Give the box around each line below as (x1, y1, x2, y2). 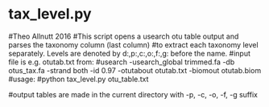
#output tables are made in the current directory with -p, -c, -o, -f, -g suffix (8, 89, 258, 99)
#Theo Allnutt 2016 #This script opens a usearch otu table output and (8, 31, 239, 41)
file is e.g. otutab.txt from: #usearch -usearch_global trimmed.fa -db (8, 57, 235, 67)
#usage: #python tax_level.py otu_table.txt (8, 74, 149, 84)
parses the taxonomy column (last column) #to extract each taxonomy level (8, 39, 259, 49)
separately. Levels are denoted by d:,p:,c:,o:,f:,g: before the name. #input (8, 48, 251, 58)
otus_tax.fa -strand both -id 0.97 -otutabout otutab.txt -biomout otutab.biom (8, 65, 262, 75)
